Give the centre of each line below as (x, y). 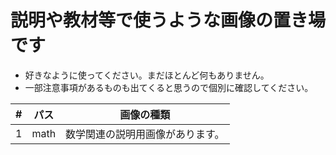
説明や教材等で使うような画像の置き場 (168, 20)
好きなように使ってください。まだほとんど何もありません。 (147, 75)
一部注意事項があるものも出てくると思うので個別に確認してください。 (169, 87)
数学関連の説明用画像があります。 (145, 134)
